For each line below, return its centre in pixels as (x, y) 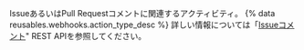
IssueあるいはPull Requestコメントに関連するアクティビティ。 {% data (142, 13)
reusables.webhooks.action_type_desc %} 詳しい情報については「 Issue (144, 25)
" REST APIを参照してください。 (86, 36)
